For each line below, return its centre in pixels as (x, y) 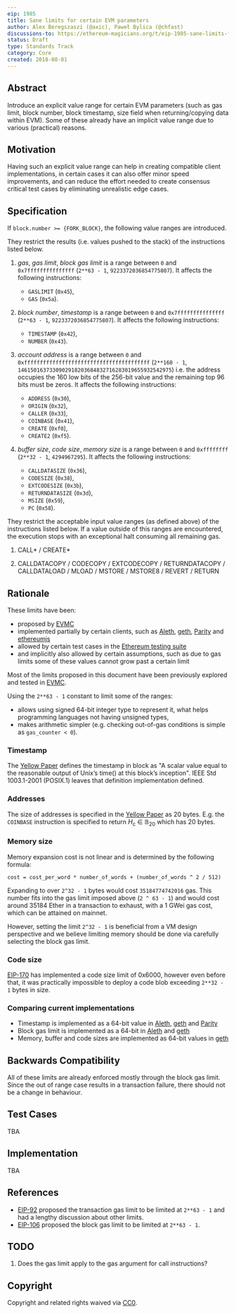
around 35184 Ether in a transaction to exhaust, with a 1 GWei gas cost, (110, 905)
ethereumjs (34, 639)
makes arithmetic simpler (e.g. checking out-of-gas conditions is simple (122, 725)
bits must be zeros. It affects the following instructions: (97, 385)
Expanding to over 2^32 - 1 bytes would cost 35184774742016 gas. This (110, 890)
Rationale (28, 593)
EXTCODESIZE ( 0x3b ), (56, 486)
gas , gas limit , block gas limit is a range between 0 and (97, 263)
